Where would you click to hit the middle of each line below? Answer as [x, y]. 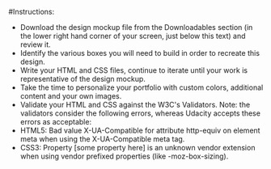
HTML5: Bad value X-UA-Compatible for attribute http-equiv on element [140, 130]
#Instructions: [32, 12]
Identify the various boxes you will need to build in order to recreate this [140, 53]
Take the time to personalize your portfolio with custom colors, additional [142, 87]
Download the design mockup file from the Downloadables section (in [136, 27]
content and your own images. [71, 96]
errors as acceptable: [55, 122]
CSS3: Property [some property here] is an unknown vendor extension [138, 148]
